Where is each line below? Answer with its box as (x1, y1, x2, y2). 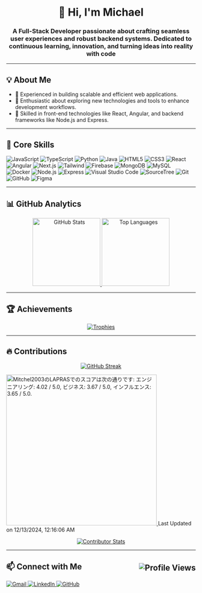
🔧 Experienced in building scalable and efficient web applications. (14, 90, 179, 98)
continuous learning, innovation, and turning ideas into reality (8, 42, 194, 51)
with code (86, 49, 116, 58)
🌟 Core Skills (6, 139, 55, 150)
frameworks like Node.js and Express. (14, 116, 109, 124)
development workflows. (14, 104, 76, 111)
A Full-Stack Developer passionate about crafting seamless (12, 27, 190, 36)
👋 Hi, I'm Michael (58, 5, 144, 19)
